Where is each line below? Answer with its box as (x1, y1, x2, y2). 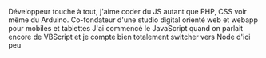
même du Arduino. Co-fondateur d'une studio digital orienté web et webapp (8, 15, 258, 25)
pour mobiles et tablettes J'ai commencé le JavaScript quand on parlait (8, 24, 244, 33)
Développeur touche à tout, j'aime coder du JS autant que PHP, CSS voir (8, 7, 248, 16)
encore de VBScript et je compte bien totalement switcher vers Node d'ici (8, 32, 251, 41)
